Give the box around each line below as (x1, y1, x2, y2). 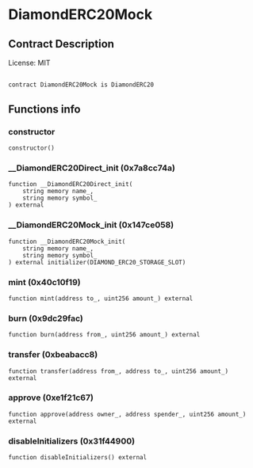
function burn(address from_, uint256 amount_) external (8, 331, 201, 339)
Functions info (8, 102, 81, 116)
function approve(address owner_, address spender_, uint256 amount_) (8, 410, 247, 418)
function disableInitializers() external (8, 454, 148, 462)
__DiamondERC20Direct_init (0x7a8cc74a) (8, 162, 176, 173)
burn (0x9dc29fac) (8, 313, 83, 324)
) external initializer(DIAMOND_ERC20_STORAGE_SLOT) (8, 258, 186, 266)
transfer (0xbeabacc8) (8, 349, 98, 360)
